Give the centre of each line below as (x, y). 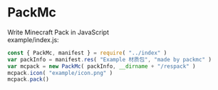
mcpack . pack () (28, 79)
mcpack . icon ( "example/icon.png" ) (60, 73)
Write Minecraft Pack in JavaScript (58, 32)
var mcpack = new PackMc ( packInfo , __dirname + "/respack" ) (102, 66)
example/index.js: (33, 39)
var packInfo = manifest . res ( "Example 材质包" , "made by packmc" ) (110, 59)
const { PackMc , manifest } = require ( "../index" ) (87, 53)
